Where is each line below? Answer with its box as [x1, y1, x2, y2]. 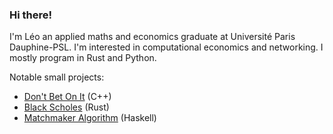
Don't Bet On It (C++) [23, 91, 112, 103]
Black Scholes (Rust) [23, 101, 110, 113]
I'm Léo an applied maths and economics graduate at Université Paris [9, 31, 296, 43]
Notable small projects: [9, 71, 105, 83]
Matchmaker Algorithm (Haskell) [23, 112, 157, 124]
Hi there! [9, 8, 53, 22]
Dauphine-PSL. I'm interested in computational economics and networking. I [9, 41, 324, 53]
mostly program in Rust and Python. [9, 52, 157, 64]
